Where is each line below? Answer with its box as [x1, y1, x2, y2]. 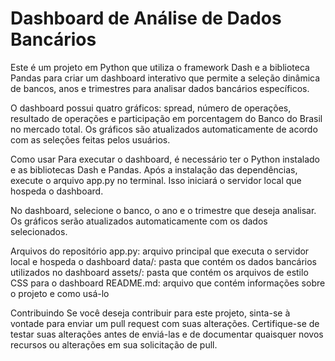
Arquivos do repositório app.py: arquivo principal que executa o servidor [10, 245, 310, 257]
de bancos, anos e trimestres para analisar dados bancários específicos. [10, 82, 310, 94]
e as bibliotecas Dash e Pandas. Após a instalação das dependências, [10, 163, 298, 176]
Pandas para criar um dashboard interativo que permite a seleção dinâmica [10, 72, 321, 84]
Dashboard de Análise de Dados [10, 7, 282, 30]
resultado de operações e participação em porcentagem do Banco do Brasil [10, 112, 323, 124]
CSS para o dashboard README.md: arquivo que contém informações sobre [10, 277, 326, 289]
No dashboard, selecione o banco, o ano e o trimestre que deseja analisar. [10, 204, 317, 216]
